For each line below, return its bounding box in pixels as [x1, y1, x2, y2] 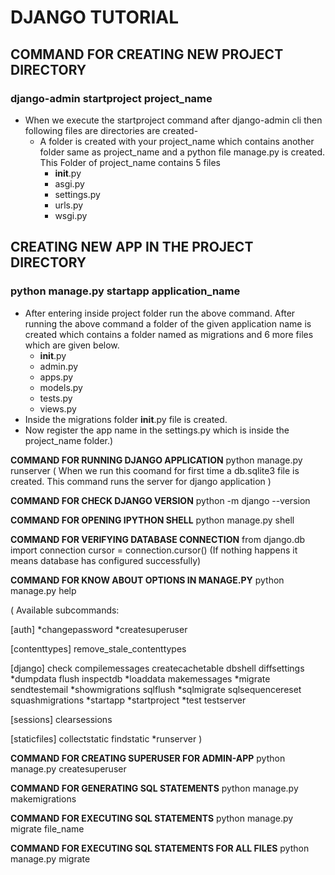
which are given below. [24, 339, 120, 351]
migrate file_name [10, 822, 85, 835]
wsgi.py [54, 209, 88, 221]
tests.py [39, 392, 73, 404]
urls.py [54, 199, 84, 211]
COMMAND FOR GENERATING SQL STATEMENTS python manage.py [10, 782, 299, 794]
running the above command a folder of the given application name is [24, 317, 312, 330]
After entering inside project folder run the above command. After [24, 307, 296, 319]
